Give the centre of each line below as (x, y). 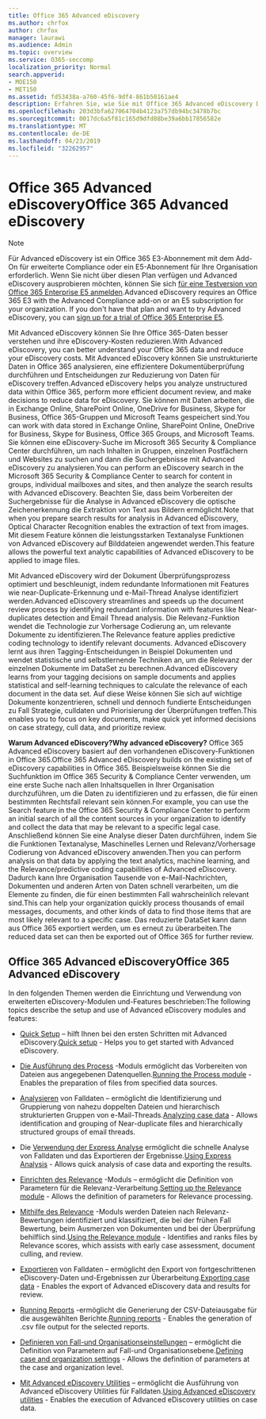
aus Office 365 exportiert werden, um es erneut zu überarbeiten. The (120, 928)
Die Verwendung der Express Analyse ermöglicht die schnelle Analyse (134, 1148)
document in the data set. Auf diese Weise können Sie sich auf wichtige (125, 694)
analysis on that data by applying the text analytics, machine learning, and (129, 861)
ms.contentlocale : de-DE (49, 133)
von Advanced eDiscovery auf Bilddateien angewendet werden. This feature (131, 543)
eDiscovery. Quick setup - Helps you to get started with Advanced (127, 1042)
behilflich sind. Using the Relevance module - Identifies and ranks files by (139, 1237)
